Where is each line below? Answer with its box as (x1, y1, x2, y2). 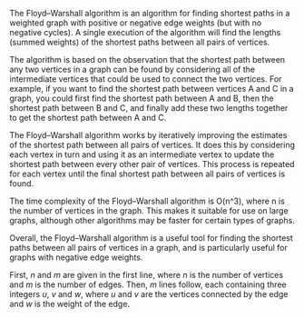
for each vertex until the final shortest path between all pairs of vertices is (9, 168, 286, 179)
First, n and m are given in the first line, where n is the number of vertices (9, 270, 284, 280)
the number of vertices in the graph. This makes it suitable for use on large (9, 205, 289, 216)
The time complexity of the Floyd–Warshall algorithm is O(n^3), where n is (9, 195, 286, 206)
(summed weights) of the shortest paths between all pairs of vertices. (9, 36, 270, 47)
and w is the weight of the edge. (9, 299, 130, 309)
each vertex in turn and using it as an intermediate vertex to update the (9, 149, 275, 160)
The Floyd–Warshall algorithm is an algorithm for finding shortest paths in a (9, 8, 290, 18)
